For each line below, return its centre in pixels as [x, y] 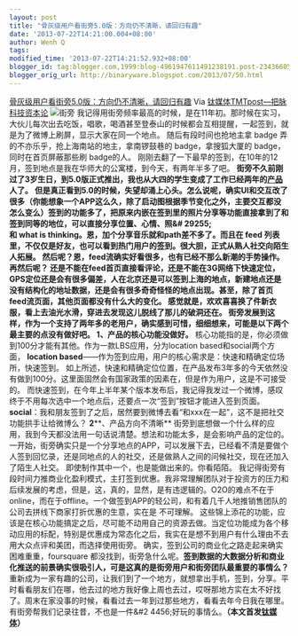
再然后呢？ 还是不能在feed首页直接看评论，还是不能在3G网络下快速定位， [145, 268]
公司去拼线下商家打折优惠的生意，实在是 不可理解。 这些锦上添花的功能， [143, 512]
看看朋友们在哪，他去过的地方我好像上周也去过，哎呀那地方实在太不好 [145, 589]
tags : [19, 51]
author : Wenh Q [37, 42]
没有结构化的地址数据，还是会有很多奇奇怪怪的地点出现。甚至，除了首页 [141, 290]
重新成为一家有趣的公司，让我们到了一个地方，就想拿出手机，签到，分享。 [145, 578]
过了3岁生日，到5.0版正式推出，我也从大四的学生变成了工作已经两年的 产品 [146, 179]
